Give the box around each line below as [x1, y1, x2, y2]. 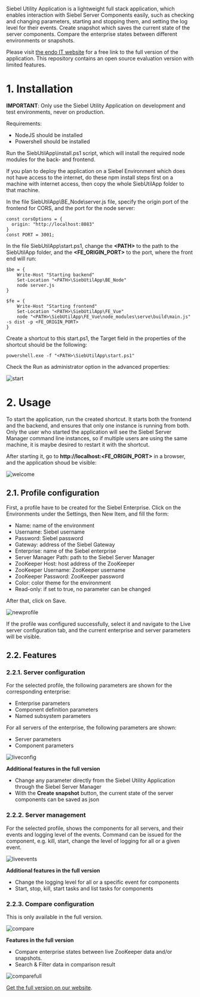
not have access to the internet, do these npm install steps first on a [6, 174, 173, 181]
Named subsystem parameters [14, 713, 91, 720]
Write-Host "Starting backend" [17, 272, 95, 278]
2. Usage [6, 396, 51, 410]
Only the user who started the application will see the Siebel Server [6, 428, 172, 435]
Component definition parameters [14, 706, 99, 713]
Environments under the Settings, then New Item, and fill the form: [6, 510, 169, 517]
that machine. [6, 186, 40, 193]
